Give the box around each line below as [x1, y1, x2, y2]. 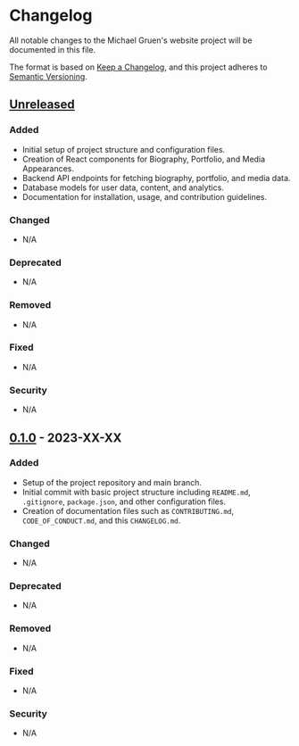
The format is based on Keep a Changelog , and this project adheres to [9, 62, 268, 72]
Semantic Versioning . [9, 70, 87, 81]
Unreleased [9, 97, 76, 112]
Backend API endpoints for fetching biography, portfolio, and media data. [21, 172, 291, 183]
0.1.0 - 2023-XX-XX [9, 430, 122, 445]
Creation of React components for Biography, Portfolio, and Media [21, 153, 266, 164]
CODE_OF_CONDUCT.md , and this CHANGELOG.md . [21, 515, 181, 526]
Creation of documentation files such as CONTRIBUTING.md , [21, 505, 235, 516]
